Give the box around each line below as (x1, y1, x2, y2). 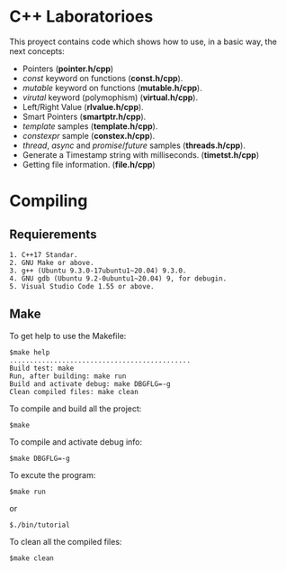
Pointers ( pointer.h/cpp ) (22, 63, 114, 74)
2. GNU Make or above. (9, 258, 94, 267)
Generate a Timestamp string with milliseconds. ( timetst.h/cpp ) (22, 149, 259, 160)
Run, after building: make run (9, 372, 127, 381)
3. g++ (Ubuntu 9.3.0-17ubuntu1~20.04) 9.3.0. (9, 266, 187, 275)
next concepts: (9, 45, 65, 56)
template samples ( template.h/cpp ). (22, 120, 158, 132)
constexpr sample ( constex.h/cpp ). (22, 130, 156, 141)
